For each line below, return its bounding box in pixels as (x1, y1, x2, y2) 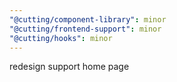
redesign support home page (9, 61, 130, 73)
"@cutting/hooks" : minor (9, 33, 113, 43)
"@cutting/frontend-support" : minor (9, 24, 162, 34)
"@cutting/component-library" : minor (9, 14, 167, 25)
